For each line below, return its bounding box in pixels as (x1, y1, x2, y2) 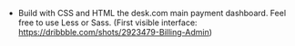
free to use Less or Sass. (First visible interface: (17, 17, 198, 28)
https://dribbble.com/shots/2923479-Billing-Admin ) (17, 27, 212, 37)
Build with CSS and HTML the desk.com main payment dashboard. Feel (17, 8, 287, 18)
